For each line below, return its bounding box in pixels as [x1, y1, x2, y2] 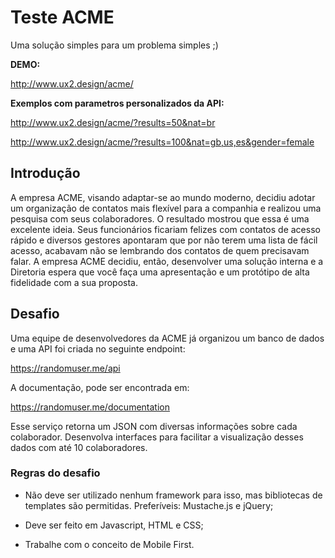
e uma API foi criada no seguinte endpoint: [10, 342, 186, 355]
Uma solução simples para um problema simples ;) [10, 39, 219, 51]
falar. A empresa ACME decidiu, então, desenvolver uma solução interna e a [10, 255, 324, 267]
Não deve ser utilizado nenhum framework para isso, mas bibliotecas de [24, 489, 323, 501]
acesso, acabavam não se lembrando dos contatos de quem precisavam [10, 244, 310, 256]
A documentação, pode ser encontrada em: [10, 381, 190, 393]
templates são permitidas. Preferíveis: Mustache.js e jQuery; [24, 499, 274, 511]
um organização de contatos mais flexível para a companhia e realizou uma [10, 202, 322, 214]
